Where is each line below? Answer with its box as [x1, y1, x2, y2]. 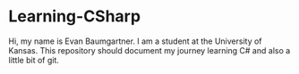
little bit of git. [8, 54, 60, 65]
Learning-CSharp [8, 6, 141, 27]
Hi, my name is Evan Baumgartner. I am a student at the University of [8, 36, 262, 46]
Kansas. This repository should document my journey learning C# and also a [8, 45, 291, 55]
